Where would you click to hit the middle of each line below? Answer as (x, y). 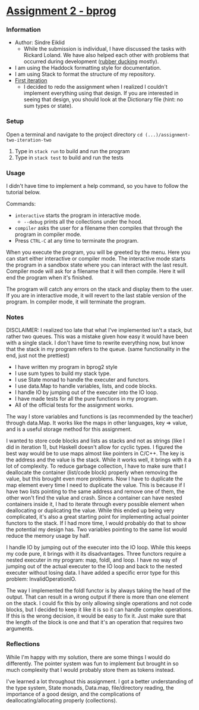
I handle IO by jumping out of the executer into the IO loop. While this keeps (99, 547)
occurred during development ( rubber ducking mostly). (91, 61)
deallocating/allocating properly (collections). (62, 700)
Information (23, 30)
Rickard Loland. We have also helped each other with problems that (106, 55)
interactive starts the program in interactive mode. (78, 215)
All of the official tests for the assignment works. (74, 405)
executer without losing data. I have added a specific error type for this (93, 573)
